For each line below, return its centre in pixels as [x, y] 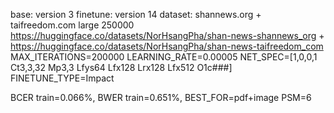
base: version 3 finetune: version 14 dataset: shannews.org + [136, 14]
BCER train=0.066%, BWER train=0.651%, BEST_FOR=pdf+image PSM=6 [161, 97]
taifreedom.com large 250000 [72, 25]
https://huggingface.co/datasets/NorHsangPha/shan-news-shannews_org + [167, 35]
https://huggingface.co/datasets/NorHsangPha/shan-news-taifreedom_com [167, 46]
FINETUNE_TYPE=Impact [62, 78]
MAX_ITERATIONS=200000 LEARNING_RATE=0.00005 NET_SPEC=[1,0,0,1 [164, 57]
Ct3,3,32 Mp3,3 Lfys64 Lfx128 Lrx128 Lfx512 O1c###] [121, 67]
